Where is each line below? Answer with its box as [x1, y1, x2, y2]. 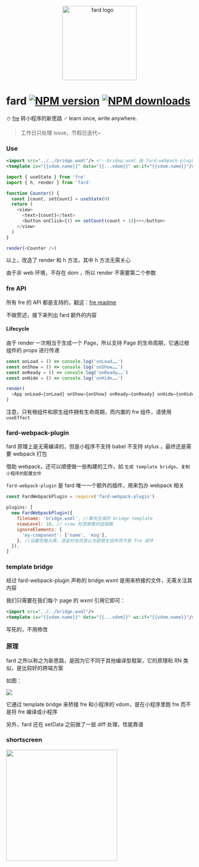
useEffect [6, 415, 31, 421]
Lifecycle [6, 325, 30, 333]
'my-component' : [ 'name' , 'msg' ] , [21, 532, 108, 538]
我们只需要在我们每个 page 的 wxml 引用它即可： [6, 597, 126, 604]
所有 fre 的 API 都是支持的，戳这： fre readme [6, 299, 117, 306]
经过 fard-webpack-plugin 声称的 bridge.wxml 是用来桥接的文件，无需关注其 [6, 577, 192, 584]
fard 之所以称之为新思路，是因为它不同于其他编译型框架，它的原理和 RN [6, 657, 182, 664]
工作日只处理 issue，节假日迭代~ [20, 129, 101, 136]
